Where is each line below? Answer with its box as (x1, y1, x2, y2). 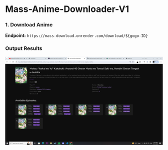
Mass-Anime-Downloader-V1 (5, 3, 129, 15)
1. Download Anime (5, 21, 53, 28)
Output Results (5, 45, 42, 52)
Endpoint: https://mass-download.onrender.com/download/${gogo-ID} (5, 32, 148, 38)
